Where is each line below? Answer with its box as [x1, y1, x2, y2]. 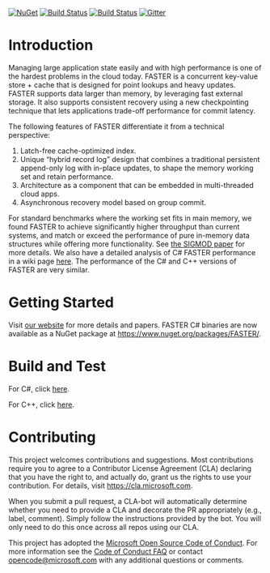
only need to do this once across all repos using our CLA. [8, 522, 200, 532]
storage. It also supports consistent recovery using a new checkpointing [8, 97, 249, 107]
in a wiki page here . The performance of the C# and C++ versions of [8, 256, 237, 266]
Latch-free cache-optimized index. [19, 146, 137, 156]
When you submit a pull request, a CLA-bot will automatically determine [8, 496, 247, 506]
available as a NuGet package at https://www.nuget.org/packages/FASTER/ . [8, 328, 261, 338]
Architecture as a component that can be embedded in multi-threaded [19, 180, 255, 190]
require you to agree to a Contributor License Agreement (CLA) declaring [8, 463, 252, 473]
